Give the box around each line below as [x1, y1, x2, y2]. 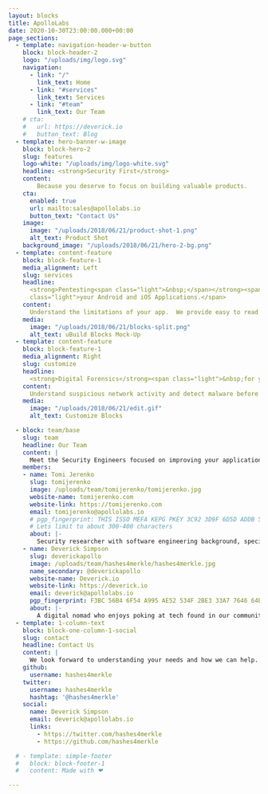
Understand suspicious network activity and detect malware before [29, 390, 259, 398]
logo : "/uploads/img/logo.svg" [22, 57, 127, 65]
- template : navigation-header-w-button [15, 41, 152, 49]
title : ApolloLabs [8, 19, 69, 27]
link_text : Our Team [37, 108, 105, 116]
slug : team [22, 434, 59, 442]
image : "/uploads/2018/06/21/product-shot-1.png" [29, 226, 198, 235]
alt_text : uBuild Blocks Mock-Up [29, 330, 141, 339]
